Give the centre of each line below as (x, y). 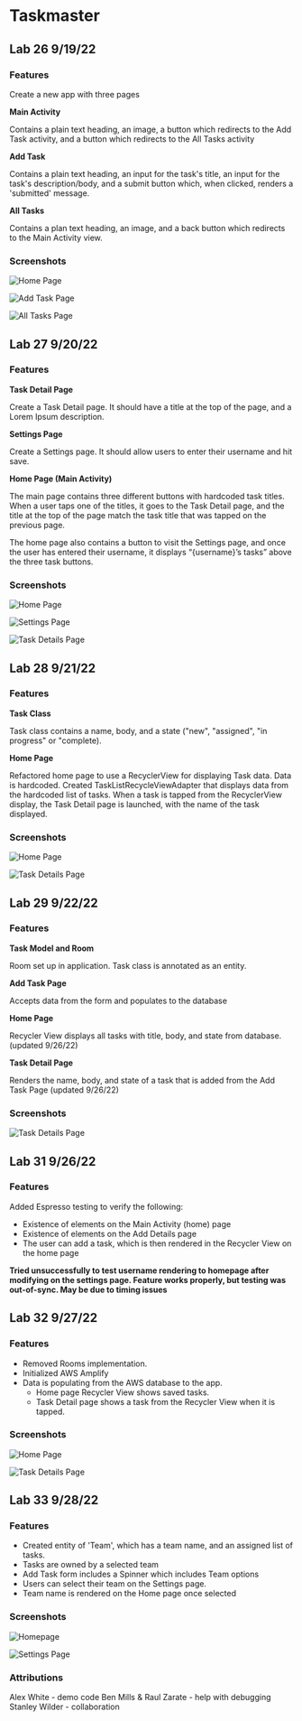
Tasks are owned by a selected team (91, 1565)
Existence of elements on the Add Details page (109, 1233)
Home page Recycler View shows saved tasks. (123, 1392)
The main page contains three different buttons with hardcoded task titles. (147, 496)
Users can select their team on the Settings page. (114, 1584)
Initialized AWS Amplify (65, 1372)
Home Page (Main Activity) (61, 479)
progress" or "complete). (55, 740)
